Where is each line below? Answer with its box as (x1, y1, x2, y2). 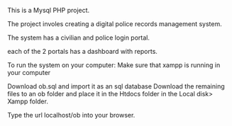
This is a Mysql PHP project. (7, 6, 90, 14)
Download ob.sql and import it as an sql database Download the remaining (7, 82, 225, 91)
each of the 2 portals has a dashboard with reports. (7, 47, 158, 55)
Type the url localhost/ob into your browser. (7, 111, 136, 119)
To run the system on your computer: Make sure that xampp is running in (7, 61, 221, 69)
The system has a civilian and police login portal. (7, 33, 150, 42)
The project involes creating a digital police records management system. (7, 20, 222, 28)
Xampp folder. (7, 97, 48, 105)
